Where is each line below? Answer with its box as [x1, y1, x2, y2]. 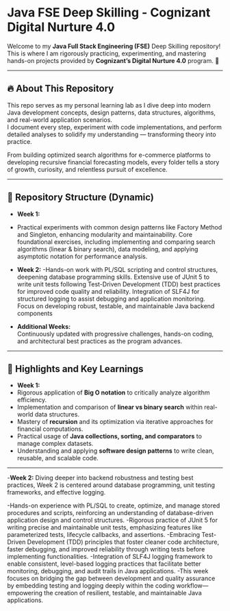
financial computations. [16, 425, 84, 433]
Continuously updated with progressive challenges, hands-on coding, [16, 329, 214, 338]
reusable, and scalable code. [16, 454, 99, 462]
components [16, 309, 53, 317]
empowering [7, 589, 43, 597]
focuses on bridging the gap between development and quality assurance [7, 574, 216, 583]
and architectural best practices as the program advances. [16, 337, 183, 345]
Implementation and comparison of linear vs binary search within [16, 403, 203, 412]
